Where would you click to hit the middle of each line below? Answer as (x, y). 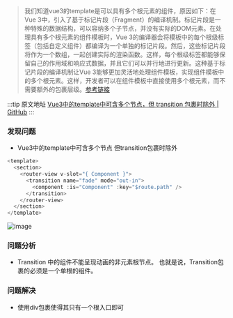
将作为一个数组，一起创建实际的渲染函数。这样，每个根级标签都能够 (122, 54)
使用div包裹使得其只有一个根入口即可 (70, 307)
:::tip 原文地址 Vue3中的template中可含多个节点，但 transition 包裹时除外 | (113, 104)
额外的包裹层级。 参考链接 (73, 89)
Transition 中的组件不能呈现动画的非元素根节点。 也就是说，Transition (117, 262)
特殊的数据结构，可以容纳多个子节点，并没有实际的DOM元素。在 (123, 28)
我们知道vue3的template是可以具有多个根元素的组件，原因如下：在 (120, 11)
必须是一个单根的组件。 (63, 271)
